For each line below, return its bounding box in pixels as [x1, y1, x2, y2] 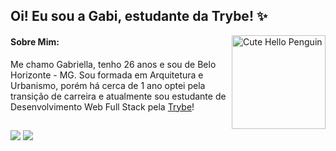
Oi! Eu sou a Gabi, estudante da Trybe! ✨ [10, 8, 268, 25]
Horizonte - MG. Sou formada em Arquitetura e [10, 69, 204, 81]
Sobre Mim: [10, 35, 60, 48]
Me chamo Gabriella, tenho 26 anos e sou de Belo [10, 58, 217, 70]
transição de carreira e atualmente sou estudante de [10, 90, 227, 102]
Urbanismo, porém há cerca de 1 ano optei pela [10, 79, 206, 91]
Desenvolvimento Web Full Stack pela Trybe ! [10, 100, 195, 113]
